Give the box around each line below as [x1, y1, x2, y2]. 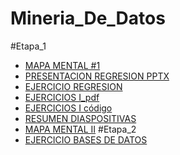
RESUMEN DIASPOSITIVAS [24, 112, 137, 124]
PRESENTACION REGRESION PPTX [24, 70, 170, 82]
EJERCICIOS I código [24, 102, 113, 114]
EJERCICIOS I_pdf [24, 91, 100, 103]
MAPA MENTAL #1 [24, 59, 101, 71]
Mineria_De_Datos [10, 7, 166, 30]
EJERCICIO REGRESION [24, 80, 123, 92]
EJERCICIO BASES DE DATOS [24, 133, 148, 146]
